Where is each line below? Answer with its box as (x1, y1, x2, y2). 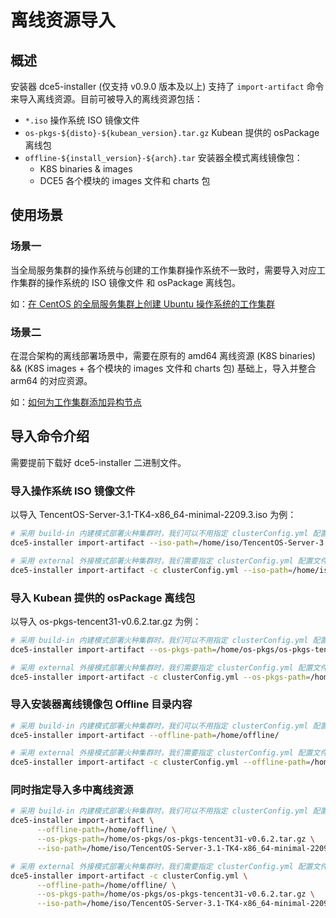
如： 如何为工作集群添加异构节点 (10, 396, 142, 408)
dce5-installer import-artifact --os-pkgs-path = (10, 644, 217, 655)
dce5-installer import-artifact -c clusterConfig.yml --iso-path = (10, 565, 293, 575)
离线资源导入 (10, 9, 117, 32)
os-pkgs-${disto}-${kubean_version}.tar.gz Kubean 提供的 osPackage (24, 127, 320, 138)
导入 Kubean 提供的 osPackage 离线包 (10, 591, 196, 605)
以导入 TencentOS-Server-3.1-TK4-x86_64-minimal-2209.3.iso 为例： (10, 509, 297, 521)
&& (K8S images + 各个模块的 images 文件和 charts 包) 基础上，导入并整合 (10, 362, 317, 374)
